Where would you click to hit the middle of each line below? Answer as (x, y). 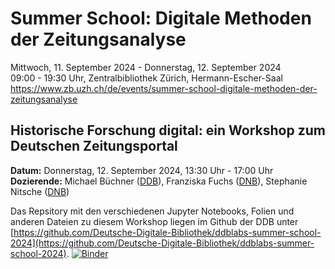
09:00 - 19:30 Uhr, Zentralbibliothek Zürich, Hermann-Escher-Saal (146, 78)
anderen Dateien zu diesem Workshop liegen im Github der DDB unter (154, 221)
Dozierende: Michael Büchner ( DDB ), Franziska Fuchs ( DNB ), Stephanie (159, 181)
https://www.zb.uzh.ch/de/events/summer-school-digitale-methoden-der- (164, 88)
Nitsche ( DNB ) (40, 191)
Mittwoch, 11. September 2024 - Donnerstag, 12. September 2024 (146, 67)
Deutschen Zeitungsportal (94, 146)
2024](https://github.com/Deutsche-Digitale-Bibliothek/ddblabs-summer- (162, 243)
